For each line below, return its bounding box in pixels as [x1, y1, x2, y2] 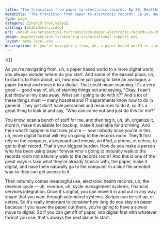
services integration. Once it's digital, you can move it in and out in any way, [5, 188, 157, 194]
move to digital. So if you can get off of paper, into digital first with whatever [5, 209, 157, 215]
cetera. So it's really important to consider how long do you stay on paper [5, 199, 152, 205]
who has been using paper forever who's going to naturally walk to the [5, 148, 147, 154]
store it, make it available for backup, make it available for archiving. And [5, 122, 150, 128]
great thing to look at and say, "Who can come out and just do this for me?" [5, 108, 156, 113]
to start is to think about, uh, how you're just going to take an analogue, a [5, 76, 151, 82]
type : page [5, 16, 27, 21]
